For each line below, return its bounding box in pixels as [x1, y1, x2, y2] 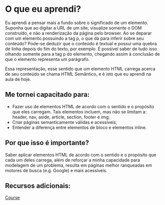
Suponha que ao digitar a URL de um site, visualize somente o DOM [5, 25, 142, 30]
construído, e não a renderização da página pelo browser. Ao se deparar [5, 30, 152, 36]
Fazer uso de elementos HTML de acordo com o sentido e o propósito [12, 103, 155, 109]
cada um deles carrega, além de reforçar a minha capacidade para [5, 157, 140, 163]
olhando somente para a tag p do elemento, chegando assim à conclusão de [5, 51, 160, 57]
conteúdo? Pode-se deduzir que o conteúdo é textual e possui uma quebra [5, 40, 157, 46]
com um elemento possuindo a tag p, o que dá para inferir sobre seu [5, 35, 144, 41]
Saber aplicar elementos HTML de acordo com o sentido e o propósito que [5, 151, 157, 158]
